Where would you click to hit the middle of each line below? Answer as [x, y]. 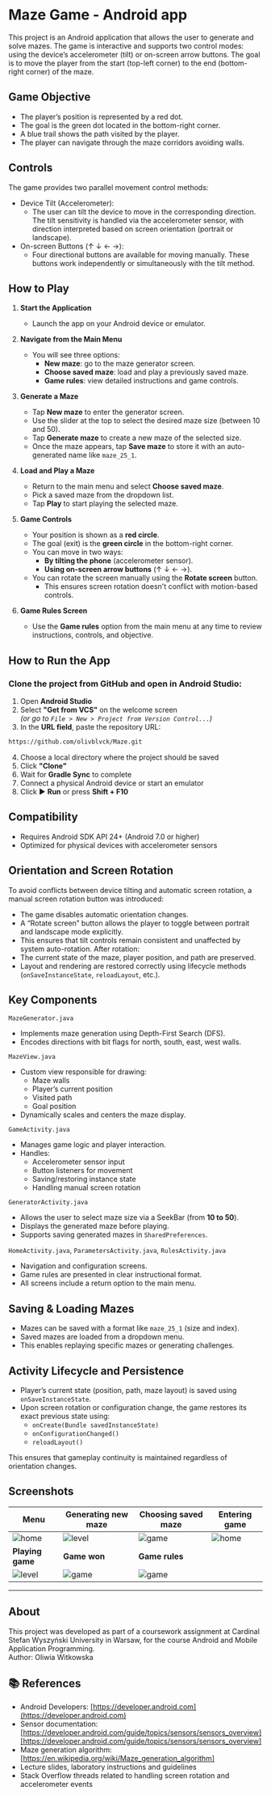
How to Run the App [59, 660]
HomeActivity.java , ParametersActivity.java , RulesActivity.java [117, 1251]
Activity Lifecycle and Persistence [96, 1371]
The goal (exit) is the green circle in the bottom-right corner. [133, 544]
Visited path [52, 1098]
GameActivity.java [39, 1130]
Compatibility [43, 817]
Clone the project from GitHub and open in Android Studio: [125, 684]
